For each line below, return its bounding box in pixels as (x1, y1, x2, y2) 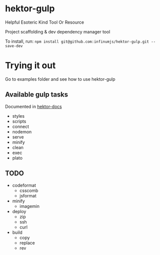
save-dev (5, 43, 23, 48)
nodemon (12, 128, 32, 134)
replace (19, 240, 35, 246)
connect (12, 124, 29, 129)
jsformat (19, 192, 37, 198)
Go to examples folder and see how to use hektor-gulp (5, 76, 115, 82)
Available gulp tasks (5, 91, 68, 99)
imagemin (19, 203, 40, 209)
